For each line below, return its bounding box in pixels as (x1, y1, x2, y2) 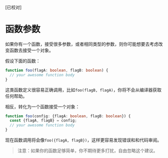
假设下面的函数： (5, 58, 40, 64)
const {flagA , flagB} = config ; (9, 118, 77, 123)
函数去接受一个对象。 (9, 47, 53, 53)
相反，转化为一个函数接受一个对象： (5, 104, 80, 110)
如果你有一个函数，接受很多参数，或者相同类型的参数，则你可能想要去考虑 (5, 41, 158, 47)
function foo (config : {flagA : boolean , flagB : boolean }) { (5, 114, 131, 119)
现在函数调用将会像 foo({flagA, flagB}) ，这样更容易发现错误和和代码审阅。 (5, 137, 162, 143)
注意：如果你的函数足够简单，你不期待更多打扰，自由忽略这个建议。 (17, 148, 158, 154)
